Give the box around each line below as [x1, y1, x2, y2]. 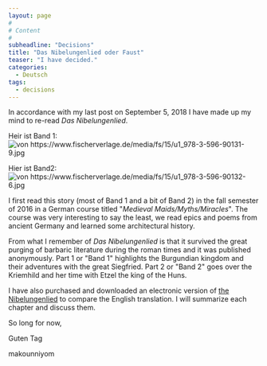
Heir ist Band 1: [8, 131, 57, 141]
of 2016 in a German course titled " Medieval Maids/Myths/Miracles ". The [8, 204, 249, 214]
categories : [8, 64, 48, 72]
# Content [8, 26, 41, 34]
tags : [8, 78, 26, 86]
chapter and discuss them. [8, 303, 96, 313]
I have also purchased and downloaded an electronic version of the [8, 286, 230, 295]
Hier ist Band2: [8, 164, 57, 173]
